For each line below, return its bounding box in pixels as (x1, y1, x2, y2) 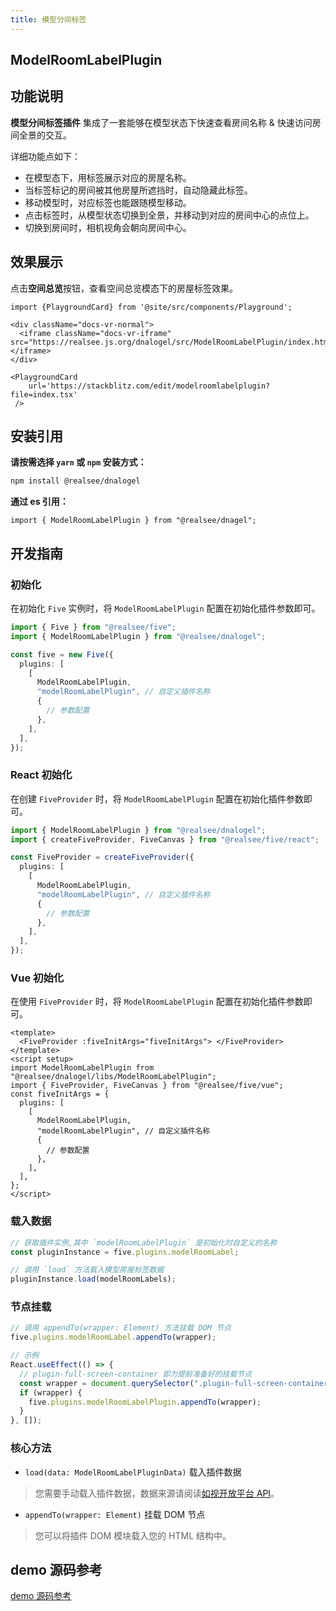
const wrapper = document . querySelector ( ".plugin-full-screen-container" (19, 1378, 333, 1388)
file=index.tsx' (10, 389, 78, 400)
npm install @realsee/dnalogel (10, 476, 141, 486)
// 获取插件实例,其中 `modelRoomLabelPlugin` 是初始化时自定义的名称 (10, 1237, 278, 1248)
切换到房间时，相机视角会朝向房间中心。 (24, 221, 192, 233)
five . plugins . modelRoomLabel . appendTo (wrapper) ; (10, 1332, 217, 1343)
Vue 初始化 (10, 971, 65, 985)
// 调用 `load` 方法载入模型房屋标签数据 (10, 1265, 165, 1275)
